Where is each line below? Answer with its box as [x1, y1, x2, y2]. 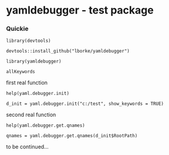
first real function [6, 79, 48, 86]
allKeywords [6, 69, 35, 75]
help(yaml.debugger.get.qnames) [6, 123, 85, 128]
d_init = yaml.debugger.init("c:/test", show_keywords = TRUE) [6, 101, 164, 107]
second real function [6, 111, 56, 118]
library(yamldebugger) [6, 58, 62, 65]
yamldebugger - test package [6, 4, 154, 17]
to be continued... [6, 143, 49, 150]
